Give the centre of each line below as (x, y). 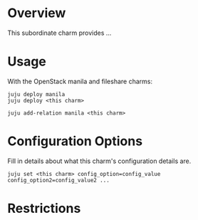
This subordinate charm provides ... (59, 33)
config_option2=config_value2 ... (59, 180)
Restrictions (44, 209)
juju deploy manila (36, 94)
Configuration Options (75, 141)
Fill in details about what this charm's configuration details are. (99, 161)
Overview (37, 13)
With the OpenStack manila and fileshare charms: (80, 81)
